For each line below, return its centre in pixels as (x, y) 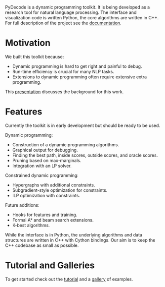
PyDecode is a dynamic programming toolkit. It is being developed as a (78, 7)
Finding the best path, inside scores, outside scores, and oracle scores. (85, 155)
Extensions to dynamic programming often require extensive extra (80, 77)
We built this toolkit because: (35, 57)
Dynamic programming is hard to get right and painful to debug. (77, 66)
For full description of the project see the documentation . (63, 23)
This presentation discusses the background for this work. (64, 92)
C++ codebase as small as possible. (42, 245)
